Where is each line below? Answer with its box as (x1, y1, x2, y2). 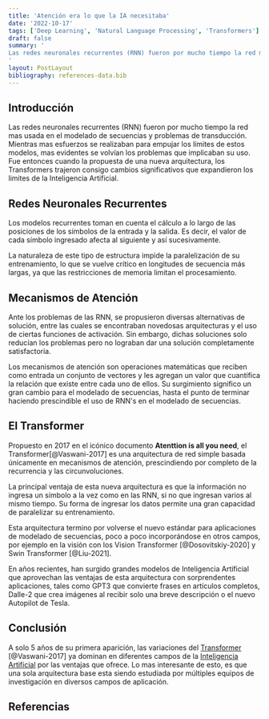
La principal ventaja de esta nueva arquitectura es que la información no (8, 481, 247, 491)
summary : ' (8, 42, 45, 50)
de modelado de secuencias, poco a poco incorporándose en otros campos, (8, 531, 261, 541)
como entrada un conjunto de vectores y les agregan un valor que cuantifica (8, 371, 261, 380)
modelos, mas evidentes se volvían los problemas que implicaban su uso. (8, 148, 251, 157)
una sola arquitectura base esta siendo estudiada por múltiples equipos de (8, 668, 255, 678)
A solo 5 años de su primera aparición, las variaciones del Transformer (8, 643, 242, 652)
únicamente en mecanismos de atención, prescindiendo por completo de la (8, 457, 258, 467)
